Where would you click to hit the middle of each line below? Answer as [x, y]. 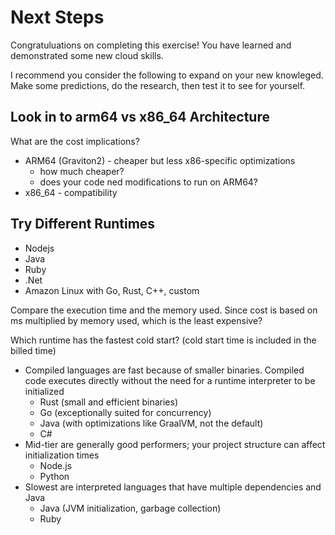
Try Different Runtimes [83, 224]
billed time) [33, 350]
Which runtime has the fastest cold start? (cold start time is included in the [163, 340]
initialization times [62, 455]
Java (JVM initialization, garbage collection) [130, 508]
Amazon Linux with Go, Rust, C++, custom [112, 290]
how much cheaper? [82, 171]
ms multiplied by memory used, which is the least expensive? [136, 320]
